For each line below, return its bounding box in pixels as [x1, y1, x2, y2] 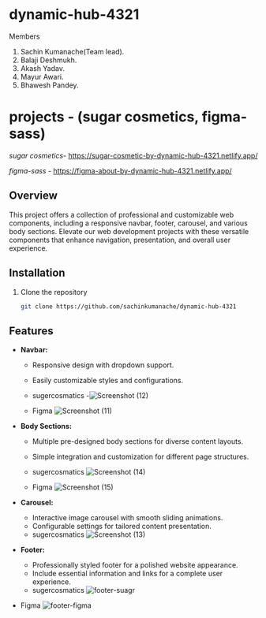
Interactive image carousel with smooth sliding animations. [32, 513, 223, 523]
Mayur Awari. [20, 72, 64, 81]
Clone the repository [20, 287, 88, 296]
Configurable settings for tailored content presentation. [32, 522, 212, 531]
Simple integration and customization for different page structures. [32, 452, 249, 462]
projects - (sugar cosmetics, [9, 108, 200, 126]
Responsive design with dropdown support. [32, 360, 174, 370]
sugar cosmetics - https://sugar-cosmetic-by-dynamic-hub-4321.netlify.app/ [9, 151, 258, 160]
